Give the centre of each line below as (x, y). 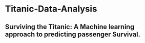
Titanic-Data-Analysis (51, 9)
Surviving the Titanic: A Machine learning (70, 27)
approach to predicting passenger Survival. (73, 34)
